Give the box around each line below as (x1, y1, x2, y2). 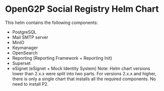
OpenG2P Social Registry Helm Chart (5, 3, 159, 15)
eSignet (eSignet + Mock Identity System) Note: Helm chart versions (12, 65, 150, 71)
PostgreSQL (12, 29, 37, 35)
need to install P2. (12, 81, 49, 87)
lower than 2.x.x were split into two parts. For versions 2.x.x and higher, (12, 70, 157, 76)
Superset (12, 60, 31, 66)
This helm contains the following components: (5, 20, 98, 25)
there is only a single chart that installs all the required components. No (12, 76, 156, 82)
